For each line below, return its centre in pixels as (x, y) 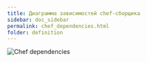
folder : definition (35, 32)
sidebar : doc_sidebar (38, 20)
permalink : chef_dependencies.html (58, 26)
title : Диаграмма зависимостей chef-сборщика (73, 13)
